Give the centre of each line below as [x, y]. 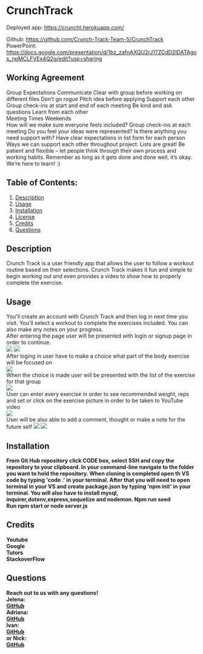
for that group [24, 381]
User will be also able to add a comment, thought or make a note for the [96, 420]
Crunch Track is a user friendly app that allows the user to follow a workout [100, 263]
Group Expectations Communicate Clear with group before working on [94, 92]
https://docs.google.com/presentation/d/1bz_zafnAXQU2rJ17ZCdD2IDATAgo [101, 52]
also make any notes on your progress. [55, 330]
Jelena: [16, 599]
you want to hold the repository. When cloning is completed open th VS [98, 473]
